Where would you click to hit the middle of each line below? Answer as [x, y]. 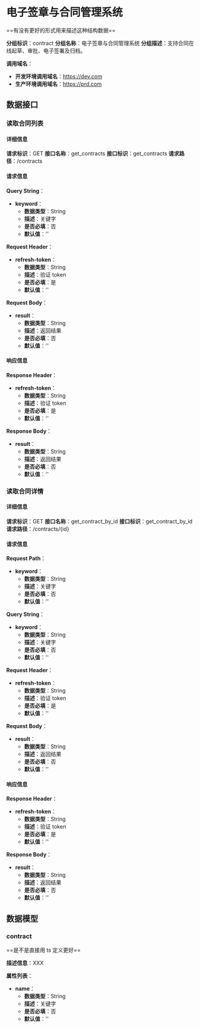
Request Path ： [26, 558]
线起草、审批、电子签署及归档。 [46, 50]
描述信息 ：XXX [25, 963]
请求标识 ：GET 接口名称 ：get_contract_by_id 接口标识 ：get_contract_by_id [99, 521]
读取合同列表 [25, 123]
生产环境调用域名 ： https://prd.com [58, 84]
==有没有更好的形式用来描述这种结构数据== [61, 30]
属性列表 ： [20, 976]
